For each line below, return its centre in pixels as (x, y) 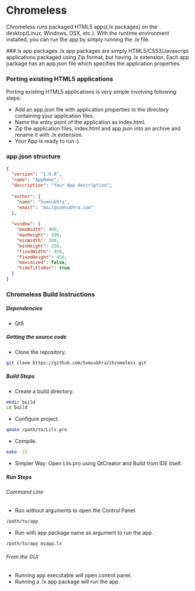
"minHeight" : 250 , (39, 246)
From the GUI (22, 557)
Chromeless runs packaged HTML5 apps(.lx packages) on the (82, 27)
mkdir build (21, 402)
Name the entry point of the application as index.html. (80, 122)
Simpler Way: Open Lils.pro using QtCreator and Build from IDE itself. (98, 463)
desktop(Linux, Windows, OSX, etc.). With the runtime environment (88, 33)
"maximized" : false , (42, 263)
